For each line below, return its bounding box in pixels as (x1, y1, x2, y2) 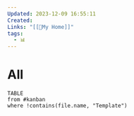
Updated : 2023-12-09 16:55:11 (7, 10, 97, 18)
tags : (7, 30, 23, 37)
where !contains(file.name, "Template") (7, 103, 128, 110)
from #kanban (7, 96, 46, 103)
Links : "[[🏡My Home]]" (7, 23, 74, 30)
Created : (7, 17, 33, 24)
